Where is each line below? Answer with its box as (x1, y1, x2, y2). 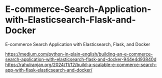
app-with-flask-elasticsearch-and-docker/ (5, 66, 92, 73)
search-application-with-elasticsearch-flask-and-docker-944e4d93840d (5, 56, 156, 62)
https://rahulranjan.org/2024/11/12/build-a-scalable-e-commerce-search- (5, 61, 157, 67)
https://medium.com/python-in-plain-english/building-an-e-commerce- (5, 51, 153, 57)
